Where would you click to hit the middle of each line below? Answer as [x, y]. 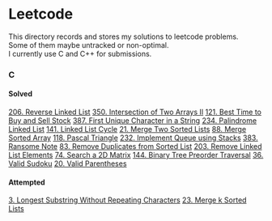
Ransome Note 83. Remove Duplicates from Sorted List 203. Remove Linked [135, 147]
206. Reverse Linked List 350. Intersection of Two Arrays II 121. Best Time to [135, 112]
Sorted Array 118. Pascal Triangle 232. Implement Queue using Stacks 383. [133, 138]
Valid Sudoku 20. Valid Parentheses [68, 164]
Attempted [27, 182]
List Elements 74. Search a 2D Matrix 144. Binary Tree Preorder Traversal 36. [136, 155]
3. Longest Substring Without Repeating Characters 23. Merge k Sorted [127, 200]
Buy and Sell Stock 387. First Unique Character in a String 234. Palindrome [133, 121]
